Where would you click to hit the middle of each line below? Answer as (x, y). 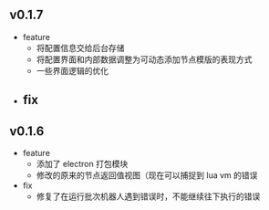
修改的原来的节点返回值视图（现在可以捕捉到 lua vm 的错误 (147, 175)
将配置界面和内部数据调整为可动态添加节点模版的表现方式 (144, 59)
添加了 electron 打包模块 (82, 164)
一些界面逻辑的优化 (72, 70)
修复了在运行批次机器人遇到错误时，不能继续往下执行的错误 (148, 196)
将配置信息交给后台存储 (80, 47)
